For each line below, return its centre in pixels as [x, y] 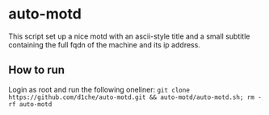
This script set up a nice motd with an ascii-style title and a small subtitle [129, 36]
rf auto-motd [30, 104]
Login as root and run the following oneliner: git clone [99, 89]
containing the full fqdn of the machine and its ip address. [104, 44]
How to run [37, 70]
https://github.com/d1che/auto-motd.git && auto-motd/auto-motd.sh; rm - [135, 97]
